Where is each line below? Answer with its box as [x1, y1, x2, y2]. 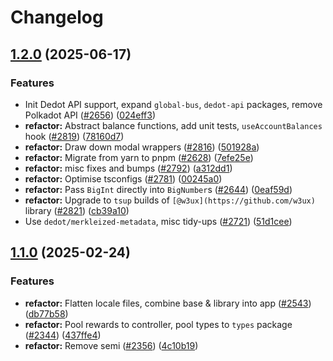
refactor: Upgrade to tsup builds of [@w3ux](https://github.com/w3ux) [24, 194, 316, 206]
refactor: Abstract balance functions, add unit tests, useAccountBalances [24, 119, 323, 131]
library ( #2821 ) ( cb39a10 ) [24, 204, 130, 216]
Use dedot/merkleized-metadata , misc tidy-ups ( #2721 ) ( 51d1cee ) [24, 215, 293, 227]
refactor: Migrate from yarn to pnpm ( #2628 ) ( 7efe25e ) [24, 151, 254, 163]
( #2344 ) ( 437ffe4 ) [24, 329, 102, 341]
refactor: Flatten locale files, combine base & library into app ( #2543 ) [24, 297, 312, 309]
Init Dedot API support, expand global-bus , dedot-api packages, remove [24, 98, 323, 110]
